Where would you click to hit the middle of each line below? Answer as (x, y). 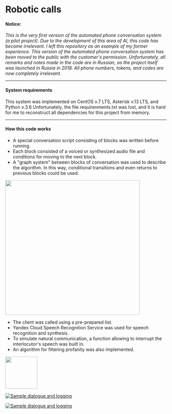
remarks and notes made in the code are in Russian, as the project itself (81, 63)
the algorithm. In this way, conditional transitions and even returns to (85, 167)
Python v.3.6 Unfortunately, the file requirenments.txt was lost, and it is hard (85, 107)
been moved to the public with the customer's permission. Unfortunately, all (85, 57)
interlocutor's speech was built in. (48, 344)
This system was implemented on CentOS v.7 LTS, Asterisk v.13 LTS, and (82, 102)
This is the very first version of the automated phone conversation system (83, 35)
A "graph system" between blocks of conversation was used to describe (89, 162)
